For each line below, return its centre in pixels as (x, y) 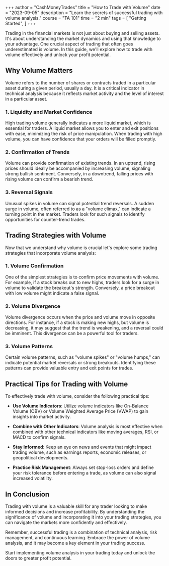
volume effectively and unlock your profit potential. (58, 55)
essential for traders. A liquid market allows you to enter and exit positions (82, 128)
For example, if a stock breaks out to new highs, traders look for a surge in (82, 282)
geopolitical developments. (40, 458)
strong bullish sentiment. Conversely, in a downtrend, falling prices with (79, 174)
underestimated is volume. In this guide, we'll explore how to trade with (79, 49)
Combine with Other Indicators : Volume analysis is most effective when (87, 427)
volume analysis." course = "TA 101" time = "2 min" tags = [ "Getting (76, 18)
